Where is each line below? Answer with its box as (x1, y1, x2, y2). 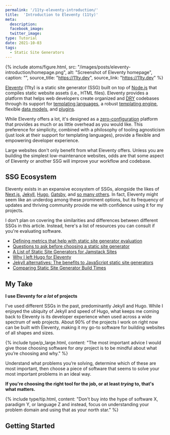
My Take (5, 279, 33, 288)
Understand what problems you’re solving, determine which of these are (5, 360, 156, 367)
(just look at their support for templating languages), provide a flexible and (5, 132, 160, 138)
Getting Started (5, 421, 55, 430)
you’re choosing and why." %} (5, 350, 68, 356)
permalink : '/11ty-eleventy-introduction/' (5, 7, 99, 13)
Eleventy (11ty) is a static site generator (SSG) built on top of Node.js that (5, 84, 157, 90)
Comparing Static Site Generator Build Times (12, 265, 106, 271)
